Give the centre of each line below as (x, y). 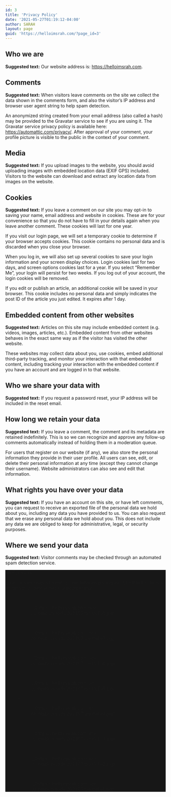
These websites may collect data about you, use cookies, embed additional (84, 353)
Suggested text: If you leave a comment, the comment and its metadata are (85, 431)
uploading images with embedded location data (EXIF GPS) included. (78, 171)
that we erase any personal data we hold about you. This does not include (83, 518)
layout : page (19, 29)
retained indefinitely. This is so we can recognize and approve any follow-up (85, 437)
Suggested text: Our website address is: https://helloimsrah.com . (74, 66)
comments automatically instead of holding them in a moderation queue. (81, 442)
